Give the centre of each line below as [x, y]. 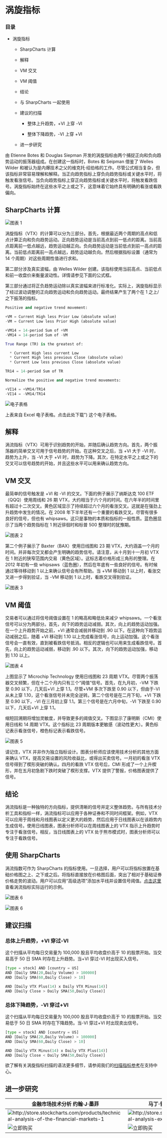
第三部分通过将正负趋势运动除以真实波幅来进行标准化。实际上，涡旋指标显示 [83, 286]
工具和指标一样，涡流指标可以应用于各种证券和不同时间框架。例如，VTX [83, 813]
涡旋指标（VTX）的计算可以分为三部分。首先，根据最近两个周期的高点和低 [82, 234]
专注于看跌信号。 [23, 838]
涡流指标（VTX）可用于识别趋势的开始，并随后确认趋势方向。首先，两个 [79, 445]
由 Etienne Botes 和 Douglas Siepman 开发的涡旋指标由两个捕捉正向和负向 [81, 156]
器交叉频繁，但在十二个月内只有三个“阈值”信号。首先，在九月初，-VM [77, 683]
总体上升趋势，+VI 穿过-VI [37, 941]
